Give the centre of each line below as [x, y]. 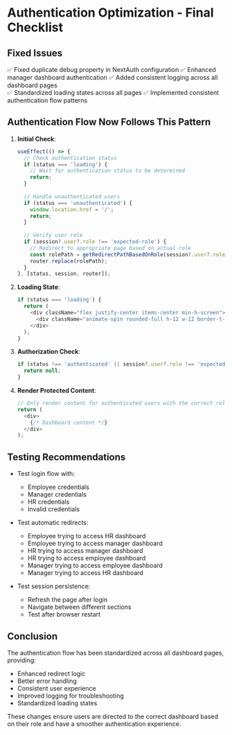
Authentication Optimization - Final [110, 13]
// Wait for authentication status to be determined [108, 171]
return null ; [43, 371]
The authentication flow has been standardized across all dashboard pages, [115, 653]
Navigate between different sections [79, 607]
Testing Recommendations [66, 457]
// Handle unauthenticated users [72, 196]
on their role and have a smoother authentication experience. [94, 724]
